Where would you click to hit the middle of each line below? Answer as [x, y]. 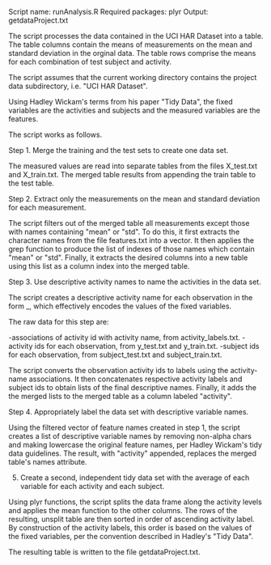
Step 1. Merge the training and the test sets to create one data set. [119, 150]
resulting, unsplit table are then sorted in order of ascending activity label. [131, 519]
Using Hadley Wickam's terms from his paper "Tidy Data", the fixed [121, 102]
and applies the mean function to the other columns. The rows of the [123, 510]
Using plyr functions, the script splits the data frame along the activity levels [135, 502]
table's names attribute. [48, 462]
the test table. [32, 183]
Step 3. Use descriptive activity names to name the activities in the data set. [135, 282]
